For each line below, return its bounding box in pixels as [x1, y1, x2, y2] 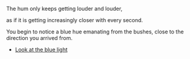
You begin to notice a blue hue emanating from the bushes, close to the [6, 28, 184, 35]
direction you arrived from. [6, 35, 73, 41]
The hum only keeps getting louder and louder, [6, 5, 122, 12]
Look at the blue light [14, 46, 68, 53]
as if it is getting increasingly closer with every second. [6, 17, 144, 23]
